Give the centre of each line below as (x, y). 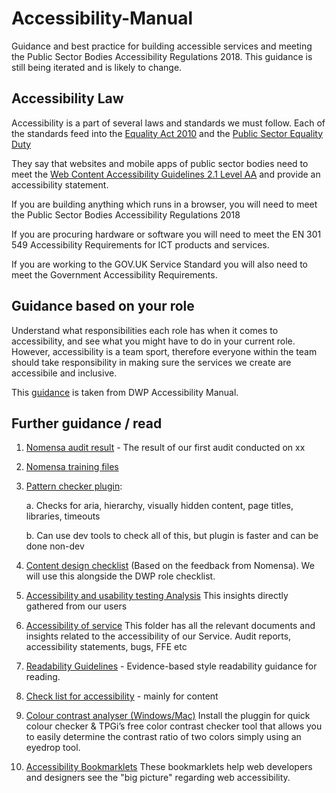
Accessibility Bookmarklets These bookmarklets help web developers (169, 767)
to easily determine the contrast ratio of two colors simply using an (163, 737)
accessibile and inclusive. (64, 373)
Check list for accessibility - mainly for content (122, 696)
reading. (43, 677)
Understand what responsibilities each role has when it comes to (145, 330)
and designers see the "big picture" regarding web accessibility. (158, 778)
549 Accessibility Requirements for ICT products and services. (140, 244)
